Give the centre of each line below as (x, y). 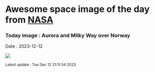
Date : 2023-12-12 (24, 46)
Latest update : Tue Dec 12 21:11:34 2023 (41, 65)
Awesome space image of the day (77, 9)
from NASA (29, 20)
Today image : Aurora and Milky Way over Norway (68, 35)
